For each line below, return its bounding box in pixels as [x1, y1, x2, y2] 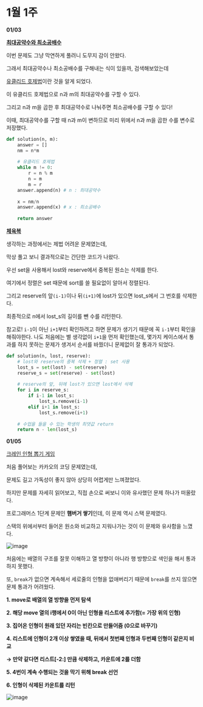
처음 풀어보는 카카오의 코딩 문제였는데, [6, 463, 97, 471]
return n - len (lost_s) [17, 427, 78, 433]
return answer [17, 216, 53, 222]
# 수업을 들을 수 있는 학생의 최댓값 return [17, 421, 114, 427]
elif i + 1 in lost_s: [28, 403, 80, 410]
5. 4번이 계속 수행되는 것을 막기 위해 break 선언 [6, 669, 119, 676]
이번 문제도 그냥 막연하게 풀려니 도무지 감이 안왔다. [6, 51, 126, 59]
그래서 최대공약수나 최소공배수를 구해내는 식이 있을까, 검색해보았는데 [6, 65, 169, 72]
